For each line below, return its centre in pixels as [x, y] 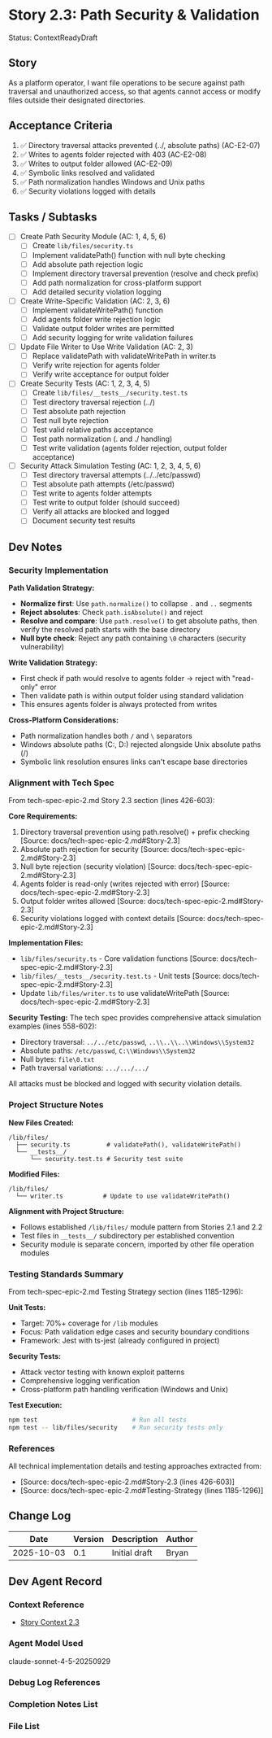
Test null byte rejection [71, 420]
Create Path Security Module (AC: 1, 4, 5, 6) [93, 237]
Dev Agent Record [56, 1581]
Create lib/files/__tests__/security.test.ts [110, 393]
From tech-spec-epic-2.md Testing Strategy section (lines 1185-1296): [126, 1291]
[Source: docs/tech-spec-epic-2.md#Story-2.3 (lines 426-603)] [127, 1482]
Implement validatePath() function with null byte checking [129, 255]
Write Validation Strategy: [53, 662]
